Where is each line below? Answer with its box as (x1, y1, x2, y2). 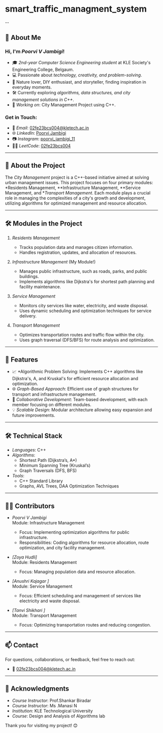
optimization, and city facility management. (19, 544, 106, 550)
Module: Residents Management (12, 559, 77, 565)
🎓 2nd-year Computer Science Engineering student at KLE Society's (12, 59, 151, 65)
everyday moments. (12, 84, 52, 90)
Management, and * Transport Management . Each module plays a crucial (5, 190, 151, 195)
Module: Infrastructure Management (12, 520, 85, 525)
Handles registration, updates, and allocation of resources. (19, 249, 137, 255)
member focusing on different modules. (12, 402, 92, 408)
